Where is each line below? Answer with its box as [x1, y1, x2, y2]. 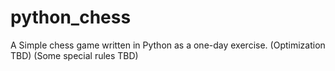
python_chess [10, 6, 132, 29]
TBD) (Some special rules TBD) [10, 49, 139, 61]
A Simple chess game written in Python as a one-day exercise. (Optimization [10, 39, 326, 51]
